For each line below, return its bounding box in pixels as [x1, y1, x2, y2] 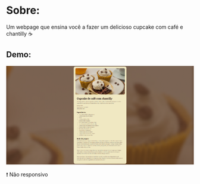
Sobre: [6, 4, 40, 17]
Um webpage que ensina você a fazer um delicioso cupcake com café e [6, 23, 183, 30]
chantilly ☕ [6, 30, 33, 37]
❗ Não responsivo [6, 171, 48, 178]
